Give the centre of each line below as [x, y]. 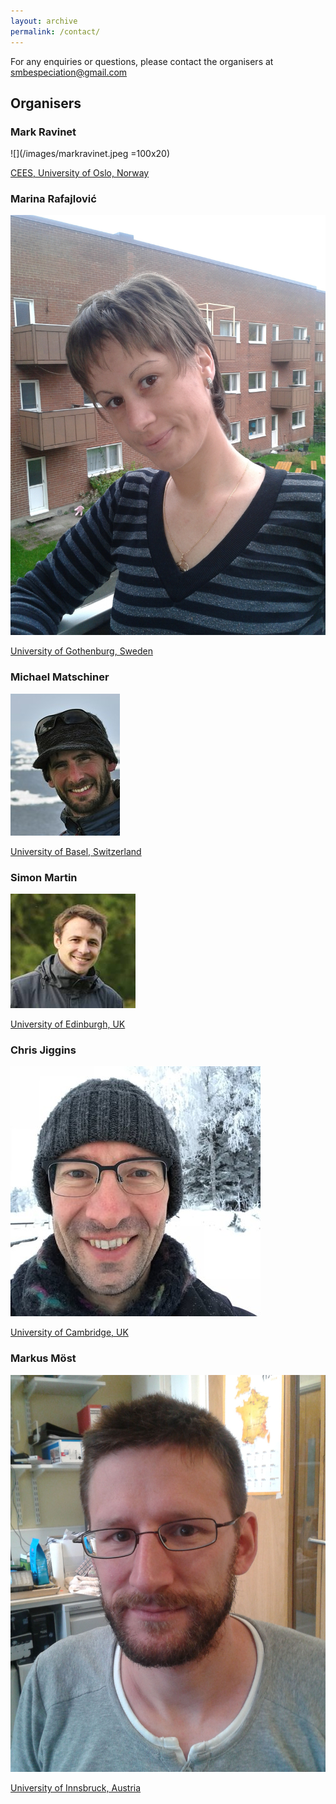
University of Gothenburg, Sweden [81, 651]
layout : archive [44, 21]
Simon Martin [44, 877]
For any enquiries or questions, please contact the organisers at [142, 61]
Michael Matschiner [60, 677]
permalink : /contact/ [55, 31]
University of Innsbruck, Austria [76, 1788]
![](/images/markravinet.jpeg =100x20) [90, 154]
